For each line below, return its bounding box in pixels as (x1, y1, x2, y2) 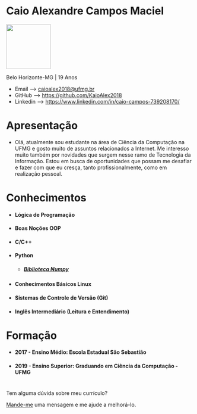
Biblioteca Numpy (23, 266, 69, 273)
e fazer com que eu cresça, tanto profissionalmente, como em (14, 164, 167, 171)
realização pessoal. (14, 170, 63, 177)
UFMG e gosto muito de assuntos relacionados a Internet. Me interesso (14, 145, 189, 152)
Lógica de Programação (14, 211, 75, 218)
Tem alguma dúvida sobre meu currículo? (6, 390, 108, 397)
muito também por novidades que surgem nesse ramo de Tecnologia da (14, 151, 191, 158)
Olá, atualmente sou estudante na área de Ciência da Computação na (14, 138, 185, 145)
